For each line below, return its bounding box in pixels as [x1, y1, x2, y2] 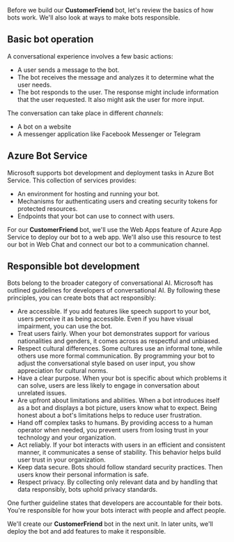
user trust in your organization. [17, 455, 106, 464]
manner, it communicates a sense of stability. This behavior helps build [17, 448, 221, 457]
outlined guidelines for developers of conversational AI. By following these [7, 286, 221, 295]
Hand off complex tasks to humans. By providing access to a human [17, 418, 214, 427]
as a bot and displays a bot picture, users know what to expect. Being [17, 404, 217, 412]
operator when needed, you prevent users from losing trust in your [17, 426, 209, 434]
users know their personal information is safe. [17, 471, 149, 479]
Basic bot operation [7, 34, 94, 45]
